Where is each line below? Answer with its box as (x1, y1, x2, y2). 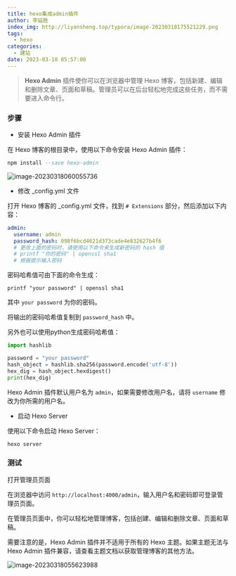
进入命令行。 (30, 94, 68, 102)
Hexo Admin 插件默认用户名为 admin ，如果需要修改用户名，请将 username (7, 388, 218, 396)
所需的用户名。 (25, 397, 69, 405)
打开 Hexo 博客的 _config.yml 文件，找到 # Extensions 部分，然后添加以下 (7, 201, 221, 210)
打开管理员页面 (7, 475, 51, 484)
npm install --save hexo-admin (7, 160, 99, 167)
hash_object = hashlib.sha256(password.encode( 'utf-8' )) (7, 361, 178, 368)
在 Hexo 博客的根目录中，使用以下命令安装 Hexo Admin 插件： (7, 146, 188, 154)
